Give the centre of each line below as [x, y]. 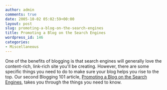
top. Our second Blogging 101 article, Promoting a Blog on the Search [76, 77]
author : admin [20, 10]
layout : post [19, 24]
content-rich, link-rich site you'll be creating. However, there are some [77, 66]
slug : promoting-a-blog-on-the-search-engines [54, 28]
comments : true [21, 14]
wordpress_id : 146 [24, 38]
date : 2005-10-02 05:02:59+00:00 [40, 19]
